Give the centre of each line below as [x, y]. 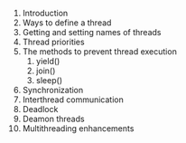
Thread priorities [53, 42]
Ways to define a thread [67, 23]
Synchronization [53, 90]
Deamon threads [53, 119]
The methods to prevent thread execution [100, 52]
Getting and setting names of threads [92, 32]
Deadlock [40, 109]
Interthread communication [73, 100]
